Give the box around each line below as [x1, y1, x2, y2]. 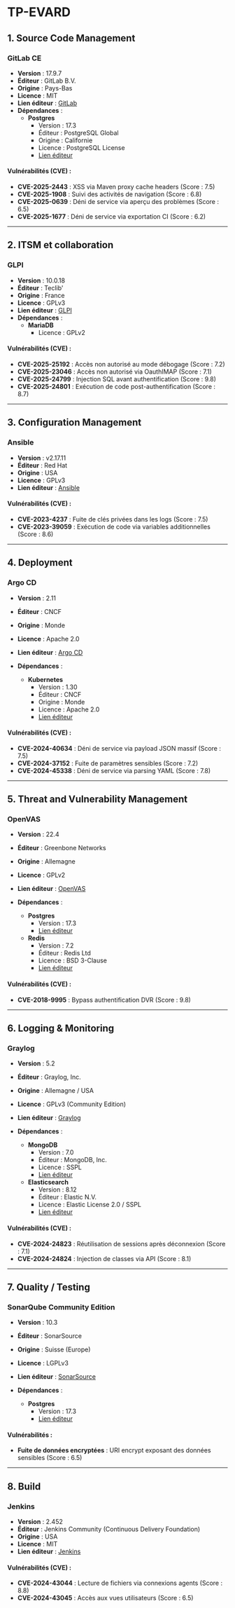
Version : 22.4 [17, 830, 59, 838]
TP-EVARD [7, 4, 71, 20]
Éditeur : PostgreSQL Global [38, 128, 119, 137]
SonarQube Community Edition [7, 1302, 115, 1311]
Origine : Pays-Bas [17, 83, 73, 92]
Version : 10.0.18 [17, 276, 65, 285]
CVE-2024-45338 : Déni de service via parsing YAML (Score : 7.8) [17, 766, 211, 775]
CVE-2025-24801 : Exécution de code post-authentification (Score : [17, 382, 215, 390]
